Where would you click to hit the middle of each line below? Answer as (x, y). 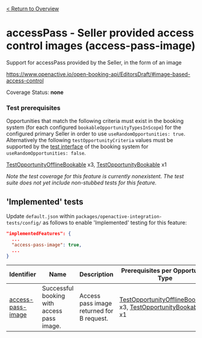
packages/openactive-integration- (119, 217)
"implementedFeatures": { (38, 234)
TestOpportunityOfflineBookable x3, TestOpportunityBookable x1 (87, 164)
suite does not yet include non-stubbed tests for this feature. (81, 183)
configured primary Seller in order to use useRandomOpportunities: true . (96, 134)
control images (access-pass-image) (101, 46)
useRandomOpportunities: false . (46, 153)
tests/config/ (24, 223)
